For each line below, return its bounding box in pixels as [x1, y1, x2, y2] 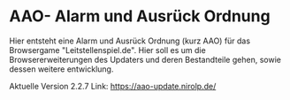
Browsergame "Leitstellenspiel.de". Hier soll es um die [9, 44, 206, 55]
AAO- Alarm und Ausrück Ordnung [9, 6, 271, 27]
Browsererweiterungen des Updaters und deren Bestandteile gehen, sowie [9, 54, 281, 65]
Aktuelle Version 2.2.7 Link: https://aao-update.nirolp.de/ [9, 81, 217, 91]
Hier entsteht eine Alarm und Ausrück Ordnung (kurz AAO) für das [9, 35, 250, 46]
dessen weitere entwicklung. [9, 64, 114, 74]
